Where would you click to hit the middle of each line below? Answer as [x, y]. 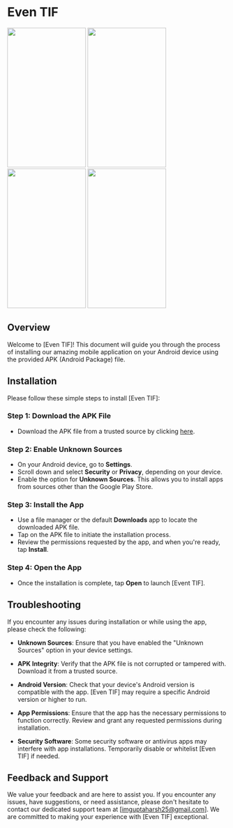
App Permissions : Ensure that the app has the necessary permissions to [122, 713]
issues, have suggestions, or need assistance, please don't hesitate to [108, 802]
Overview [29, 328]
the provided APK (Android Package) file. [66, 359]
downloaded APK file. [48, 527]
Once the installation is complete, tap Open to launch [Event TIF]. [111, 582]
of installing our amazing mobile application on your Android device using [113, 352]
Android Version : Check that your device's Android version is [106, 684]
